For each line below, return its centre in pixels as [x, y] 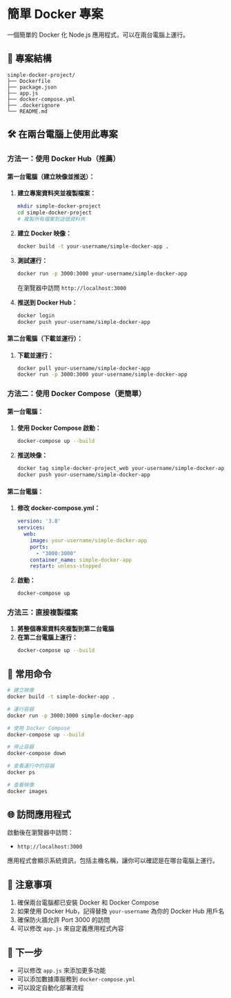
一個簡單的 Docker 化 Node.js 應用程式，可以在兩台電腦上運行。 [98, 35]
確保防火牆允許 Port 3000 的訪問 [63, 920]
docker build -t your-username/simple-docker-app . [93, 246]
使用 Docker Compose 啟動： [59, 428]
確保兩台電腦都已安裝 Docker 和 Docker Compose [88, 902]
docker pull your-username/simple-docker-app [83, 368]
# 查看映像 [21, 785]
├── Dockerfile [29, 81]
